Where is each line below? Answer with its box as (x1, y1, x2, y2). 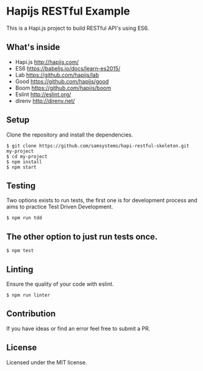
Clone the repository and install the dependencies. (6, 131, 134, 138)
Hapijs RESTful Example (6, 4, 130, 18)
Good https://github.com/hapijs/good (15, 77, 109, 85)
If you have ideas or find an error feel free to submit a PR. (6, 325, 151, 332)
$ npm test (6, 248, 34, 254)
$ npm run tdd (6, 215, 43, 221)
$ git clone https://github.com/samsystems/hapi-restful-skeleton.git (6, 143, 190, 149)
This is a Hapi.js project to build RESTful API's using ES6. (6, 24, 149, 32)
